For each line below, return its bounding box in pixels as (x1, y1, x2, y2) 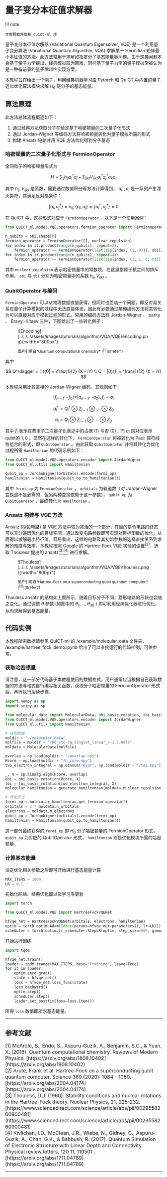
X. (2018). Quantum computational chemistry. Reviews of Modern (5, 1048, 158, 1055)
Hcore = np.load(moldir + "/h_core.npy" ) (5, 758, 92, 763)
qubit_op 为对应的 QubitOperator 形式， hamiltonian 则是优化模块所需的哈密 (5, 835, 162, 841)
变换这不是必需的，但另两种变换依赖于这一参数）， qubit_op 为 (5, 491, 133, 497)
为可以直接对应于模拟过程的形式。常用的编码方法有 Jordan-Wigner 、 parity (5, 312, 161, 318)
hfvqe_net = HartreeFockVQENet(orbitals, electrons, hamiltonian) (5, 919, 146, 924)
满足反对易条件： (26, 192, 62, 198)
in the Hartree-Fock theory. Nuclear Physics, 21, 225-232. (5, 1098, 141, 1105)
